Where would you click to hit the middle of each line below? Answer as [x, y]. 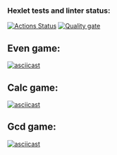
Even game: [34, 48]
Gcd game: [32, 127]
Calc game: [33, 87]
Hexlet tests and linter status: [59, 11]
